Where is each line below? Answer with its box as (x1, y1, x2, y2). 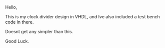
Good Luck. (5, 38, 29, 44)
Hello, (5, 4, 17, 10)
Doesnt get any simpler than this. (5, 29, 73, 34)
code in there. (5, 19, 34, 25)
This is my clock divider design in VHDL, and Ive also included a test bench (5, 14, 160, 19)
